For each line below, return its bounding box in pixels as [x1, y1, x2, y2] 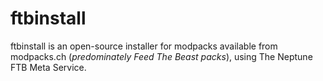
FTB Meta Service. [10, 61, 87, 73]
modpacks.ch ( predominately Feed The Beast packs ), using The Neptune [10, 50, 313, 62]
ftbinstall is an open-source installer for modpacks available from [10, 40, 278, 52]
